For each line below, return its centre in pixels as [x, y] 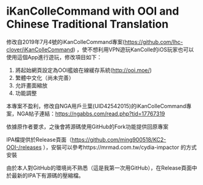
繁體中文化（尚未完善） [45, 78]
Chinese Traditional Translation [87, 24]
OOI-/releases [24, 147]
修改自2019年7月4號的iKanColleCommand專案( [66, 42]
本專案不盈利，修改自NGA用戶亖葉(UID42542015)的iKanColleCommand [96, 106]
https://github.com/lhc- [154, 42]
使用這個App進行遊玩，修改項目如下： [54, 57]
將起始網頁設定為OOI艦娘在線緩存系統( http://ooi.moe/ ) [84, 70]
